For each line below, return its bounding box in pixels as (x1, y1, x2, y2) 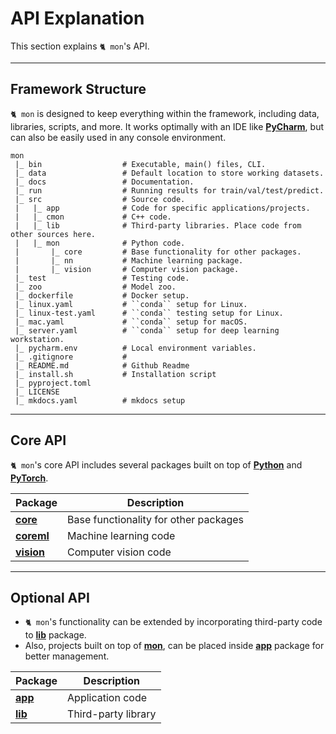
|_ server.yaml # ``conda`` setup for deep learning (14, 325, 280, 336)
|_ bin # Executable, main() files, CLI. (14, 159, 267, 169)
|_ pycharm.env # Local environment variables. (14, 343, 257, 353)
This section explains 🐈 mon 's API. (10, 40, 150, 52)
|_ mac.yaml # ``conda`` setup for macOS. (14, 317, 248, 327)
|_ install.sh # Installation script (14, 369, 217, 379)
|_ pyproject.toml (14, 378, 92, 388)
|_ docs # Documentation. (14, 177, 195, 187)
